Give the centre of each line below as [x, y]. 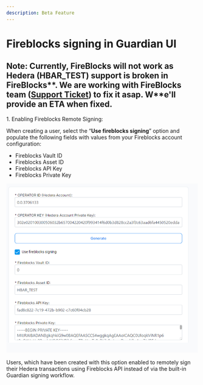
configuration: [24, 144]
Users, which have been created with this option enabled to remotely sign [98, 362]
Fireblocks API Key [39, 168]
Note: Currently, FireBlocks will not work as [90, 66]
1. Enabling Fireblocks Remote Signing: [55, 119]
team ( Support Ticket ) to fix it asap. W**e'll [91, 95]
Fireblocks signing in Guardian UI [91, 44]
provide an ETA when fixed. [59, 104]
